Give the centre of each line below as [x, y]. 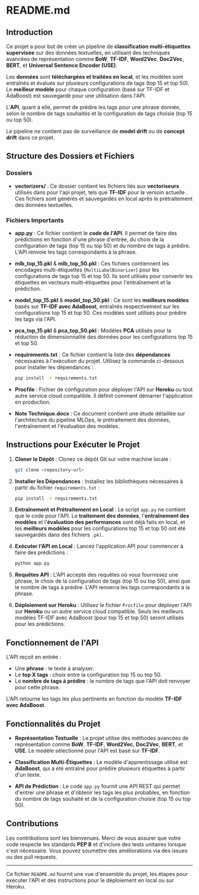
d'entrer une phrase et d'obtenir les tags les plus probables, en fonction [102, 792]
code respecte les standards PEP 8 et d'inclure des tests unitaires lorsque [96, 844]
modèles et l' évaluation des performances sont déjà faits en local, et [100, 522]
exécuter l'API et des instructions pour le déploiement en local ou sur [90, 880]
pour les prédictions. [40, 624]
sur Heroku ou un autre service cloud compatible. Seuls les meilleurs [99, 612]
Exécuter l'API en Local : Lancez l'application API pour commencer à [99, 546]
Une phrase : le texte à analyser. [54, 669]
